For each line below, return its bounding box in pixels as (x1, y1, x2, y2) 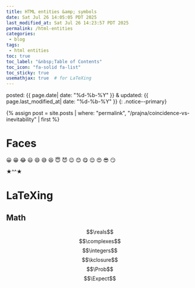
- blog (8, 36, 26, 42)
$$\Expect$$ (83, 275, 117, 282)
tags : (6, 42, 20, 48)
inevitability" (6, 116, 37, 123)
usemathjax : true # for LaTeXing (6, 75, 92, 81)
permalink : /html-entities (6, 25, 73, 32)
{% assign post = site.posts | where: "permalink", (6, 110, 127, 117)
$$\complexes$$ (78, 238, 121, 245)
